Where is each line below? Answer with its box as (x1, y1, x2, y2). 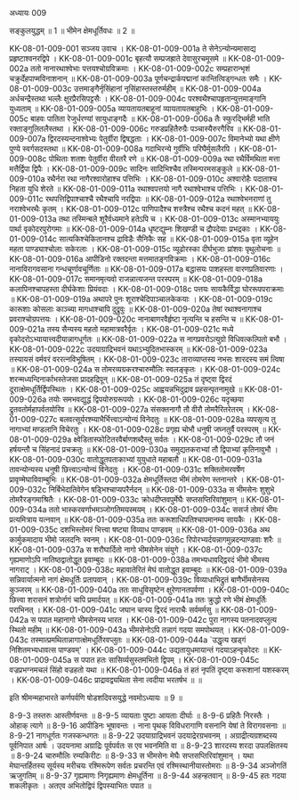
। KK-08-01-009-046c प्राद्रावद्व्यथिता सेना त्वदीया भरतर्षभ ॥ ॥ (9, 674, 203, 685)
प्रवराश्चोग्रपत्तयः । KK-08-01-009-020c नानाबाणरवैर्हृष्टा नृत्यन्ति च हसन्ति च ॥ (9, 314, 244, 324)
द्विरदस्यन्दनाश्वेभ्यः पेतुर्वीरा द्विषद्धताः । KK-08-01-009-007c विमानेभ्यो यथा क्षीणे (47, 134, 280, 143)
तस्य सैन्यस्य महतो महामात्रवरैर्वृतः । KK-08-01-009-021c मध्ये (46, 324, 234, 334)
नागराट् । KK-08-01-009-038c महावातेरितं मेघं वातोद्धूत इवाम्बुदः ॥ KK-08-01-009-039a (9, 565, 287, 575)
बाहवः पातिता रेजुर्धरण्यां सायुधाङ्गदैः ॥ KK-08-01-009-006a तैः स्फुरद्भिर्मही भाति (29, 113, 271, 124)
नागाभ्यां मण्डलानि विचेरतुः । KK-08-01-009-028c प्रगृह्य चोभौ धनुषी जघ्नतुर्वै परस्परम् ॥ (9, 424, 267, 435)
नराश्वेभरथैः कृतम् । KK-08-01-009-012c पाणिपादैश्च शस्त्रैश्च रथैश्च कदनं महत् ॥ (9, 204, 252, 214)
